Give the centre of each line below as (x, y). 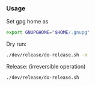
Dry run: (17, 44)
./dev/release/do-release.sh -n (47, 55)
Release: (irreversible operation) (46, 67)
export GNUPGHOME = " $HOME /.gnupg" (48, 32)
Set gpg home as (27, 22)
